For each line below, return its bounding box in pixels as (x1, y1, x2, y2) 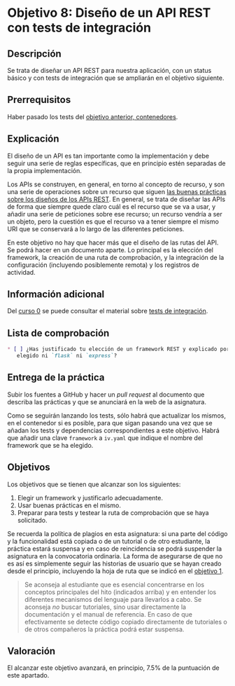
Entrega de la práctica (7, 371, 105, 383)
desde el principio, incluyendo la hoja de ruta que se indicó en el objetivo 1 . (7, 566, 224, 575)
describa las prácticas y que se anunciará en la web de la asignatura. (7, 397, 206, 406)
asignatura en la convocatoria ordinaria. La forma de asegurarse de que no (7, 551, 223, 560)
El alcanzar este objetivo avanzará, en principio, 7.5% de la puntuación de (7, 664, 220, 672)
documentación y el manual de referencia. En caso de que (24, 610, 192, 618)
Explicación (7, 133, 59, 145)
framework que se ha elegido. (7, 441, 94, 449)
